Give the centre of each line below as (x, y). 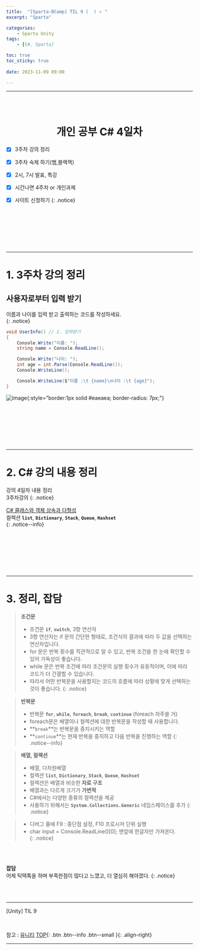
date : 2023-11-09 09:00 (36, 72)
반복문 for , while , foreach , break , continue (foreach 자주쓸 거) (103, 714)
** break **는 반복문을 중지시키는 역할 (72, 729)
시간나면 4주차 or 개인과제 (45, 187)
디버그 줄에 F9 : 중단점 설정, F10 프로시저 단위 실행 (88, 824)
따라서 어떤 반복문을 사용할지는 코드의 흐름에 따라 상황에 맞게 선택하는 (110, 681)
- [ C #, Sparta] (36, 45)
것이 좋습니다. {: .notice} (58, 688)
